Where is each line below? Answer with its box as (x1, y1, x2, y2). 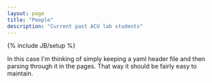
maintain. (7, 69, 33, 78)
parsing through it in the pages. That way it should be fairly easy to (7, 62, 198, 71)
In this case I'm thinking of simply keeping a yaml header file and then (7, 55, 205, 63)
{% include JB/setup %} (7, 42, 76, 50)
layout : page (7, 10, 45, 17)
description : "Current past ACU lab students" (7, 23, 143, 29)
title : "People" (7, 16, 54, 23)
